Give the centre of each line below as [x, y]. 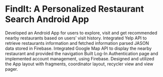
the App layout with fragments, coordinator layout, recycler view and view [79, 64]
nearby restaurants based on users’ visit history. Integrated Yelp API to [76, 38]
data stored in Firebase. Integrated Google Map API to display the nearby [79, 48]
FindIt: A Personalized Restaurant [74, 9]
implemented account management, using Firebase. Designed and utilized [80, 58]
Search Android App [47, 19]
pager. [11, 69]
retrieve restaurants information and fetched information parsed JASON [77, 43]
